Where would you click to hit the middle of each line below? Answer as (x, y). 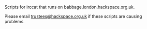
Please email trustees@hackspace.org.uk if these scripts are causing (73, 16)
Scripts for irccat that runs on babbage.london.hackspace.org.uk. (70, 7)
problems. (15, 22)
